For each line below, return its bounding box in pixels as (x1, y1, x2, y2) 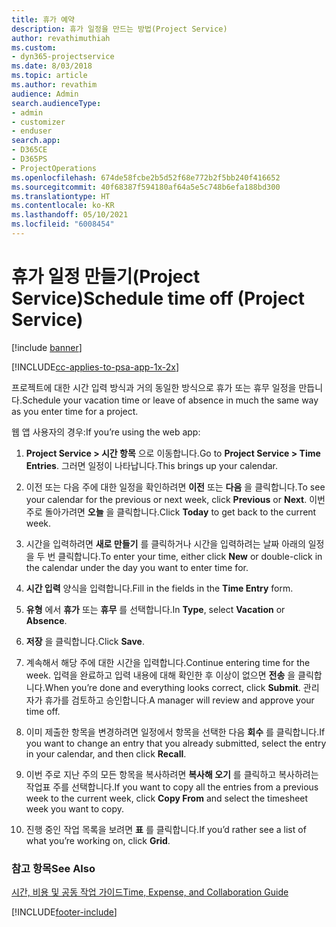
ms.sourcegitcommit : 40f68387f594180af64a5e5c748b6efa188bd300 (11, 182, 281, 192)
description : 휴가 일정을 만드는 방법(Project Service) (11, 24, 228, 34)
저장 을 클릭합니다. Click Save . (25, 635, 145, 647)
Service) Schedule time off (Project (11, 287, 306, 310)
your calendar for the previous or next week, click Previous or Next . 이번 (25, 493, 326, 505)
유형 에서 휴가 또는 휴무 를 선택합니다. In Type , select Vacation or (25, 603, 286, 615)
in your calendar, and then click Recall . (25, 747, 187, 760)
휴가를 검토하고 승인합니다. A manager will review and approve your (44, 694, 315, 706)
